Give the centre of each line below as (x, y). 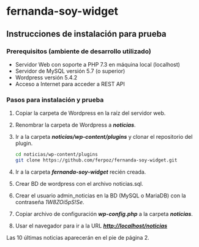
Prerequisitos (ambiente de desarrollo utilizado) (79, 51)
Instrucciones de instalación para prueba (86, 34)
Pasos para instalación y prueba (55, 100)
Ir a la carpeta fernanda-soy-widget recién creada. (81, 172)
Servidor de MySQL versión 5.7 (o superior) (70, 71)
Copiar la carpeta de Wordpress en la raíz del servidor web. (90, 113)
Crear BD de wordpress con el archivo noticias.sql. (79, 183)
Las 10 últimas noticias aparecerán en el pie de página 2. (78, 237)
